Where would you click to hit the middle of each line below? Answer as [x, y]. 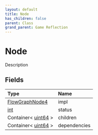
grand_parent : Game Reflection [36, 28]
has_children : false [26, 18]
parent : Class [19, 23]
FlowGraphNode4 [28, 102]
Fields [14, 80]
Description [16, 65]
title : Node [17, 14]
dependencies [74, 125]
